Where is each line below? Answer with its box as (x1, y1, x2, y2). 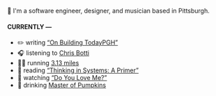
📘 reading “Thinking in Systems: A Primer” (17, 66, 139, 74)
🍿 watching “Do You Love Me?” (17, 74, 107, 82)
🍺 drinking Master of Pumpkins (17, 81, 107, 90)
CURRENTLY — (7, 22, 52, 31)
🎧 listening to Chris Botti (17, 49, 89, 57)
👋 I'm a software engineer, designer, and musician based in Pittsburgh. (7, 7, 210, 15)
